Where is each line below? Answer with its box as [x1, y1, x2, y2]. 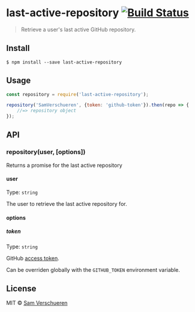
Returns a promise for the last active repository [6, 161, 123, 169]
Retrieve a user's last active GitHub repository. [20, 26, 136, 33]
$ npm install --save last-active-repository [6, 59, 122, 65]
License [6, 283, 37, 293]
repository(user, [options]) [6, 148, 86, 156]
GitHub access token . [6, 254, 60, 262]
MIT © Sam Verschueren [6, 299, 68, 307]
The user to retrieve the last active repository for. [6, 200, 127, 207]
